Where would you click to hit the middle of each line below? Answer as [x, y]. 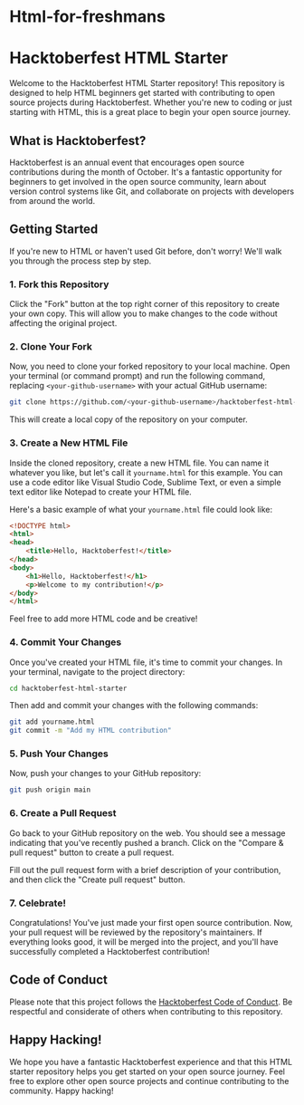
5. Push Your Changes [59, 754]
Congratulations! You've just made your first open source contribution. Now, [151, 922]
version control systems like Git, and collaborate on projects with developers [152, 191]
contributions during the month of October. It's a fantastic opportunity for [146, 172]
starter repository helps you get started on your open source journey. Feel [147, 1071]
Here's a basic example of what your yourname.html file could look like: [141, 509]
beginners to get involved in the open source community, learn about [138, 181]
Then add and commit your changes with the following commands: [134, 706]
